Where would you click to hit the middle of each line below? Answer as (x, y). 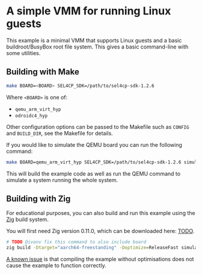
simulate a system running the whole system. (62, 180)
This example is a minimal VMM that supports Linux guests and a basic (94, 40)
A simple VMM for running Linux (89, 11)
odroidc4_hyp (31, 116)
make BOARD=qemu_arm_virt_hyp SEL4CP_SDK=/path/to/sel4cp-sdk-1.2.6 (94, 162)
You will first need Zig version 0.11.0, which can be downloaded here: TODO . (100, 231)
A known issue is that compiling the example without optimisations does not (100, 259)
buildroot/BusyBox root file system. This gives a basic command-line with (97, 47)
